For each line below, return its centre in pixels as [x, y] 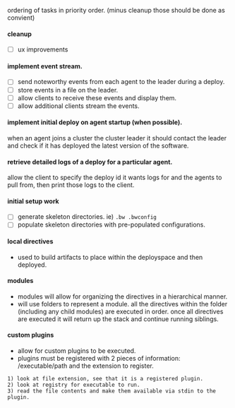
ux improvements [43, 49]
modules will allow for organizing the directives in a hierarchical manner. [122, 296]
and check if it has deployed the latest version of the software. [98, 145]
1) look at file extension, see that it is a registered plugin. [105, 379]
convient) [21, 18]
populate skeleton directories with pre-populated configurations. [112, 224]
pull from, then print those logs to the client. [71, 185]
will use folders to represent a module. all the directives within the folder [122, 304]
